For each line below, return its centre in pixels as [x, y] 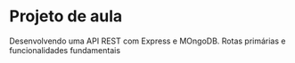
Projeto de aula [66, 16]
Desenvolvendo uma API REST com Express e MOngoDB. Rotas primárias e [147, 41]
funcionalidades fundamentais [65, 50]
